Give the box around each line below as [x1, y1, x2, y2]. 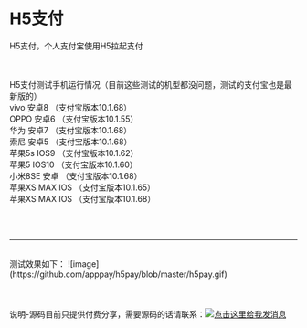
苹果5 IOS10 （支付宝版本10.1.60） [9, 159, 139, 170]
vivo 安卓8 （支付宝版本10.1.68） [9, 101, 132, 112]
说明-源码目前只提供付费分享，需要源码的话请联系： [9, 308, 206, 320]
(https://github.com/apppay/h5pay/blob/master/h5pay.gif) [9, 269, 228, 280]
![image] [67, 258, 100, 270]
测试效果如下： [9, 258, 66, 270]
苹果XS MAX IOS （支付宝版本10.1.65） [9, 182, 155, 193]
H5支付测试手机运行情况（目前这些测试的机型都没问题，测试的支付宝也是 [9, 79, 285, 90]
